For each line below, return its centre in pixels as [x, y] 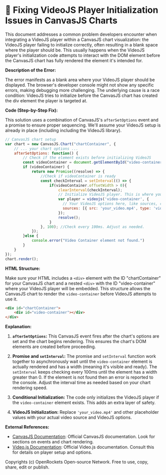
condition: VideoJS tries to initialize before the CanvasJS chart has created [82, 95]
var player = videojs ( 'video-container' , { [104, 199]
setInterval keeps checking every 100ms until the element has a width [84, 372]
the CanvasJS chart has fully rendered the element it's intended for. [74, 60]
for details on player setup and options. [52, 452]
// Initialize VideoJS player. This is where [106, 195]
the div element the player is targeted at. [46, 100]
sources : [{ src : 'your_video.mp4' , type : [107, 209]
